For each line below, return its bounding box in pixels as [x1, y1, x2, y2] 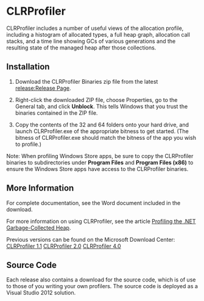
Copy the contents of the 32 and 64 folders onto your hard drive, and [15, 121, 189, 128]
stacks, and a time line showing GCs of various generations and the [6, 37, 176, 45]
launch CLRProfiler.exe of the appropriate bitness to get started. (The [15, 127, 189, 135]
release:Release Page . [15, 84, 71, 92]
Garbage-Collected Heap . [6, 224, 71, 231]
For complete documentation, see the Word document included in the [6, 199, 181, 206]
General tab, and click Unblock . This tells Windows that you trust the [15, 103, 188, 110]
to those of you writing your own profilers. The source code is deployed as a [6, 283, 198, 290]
